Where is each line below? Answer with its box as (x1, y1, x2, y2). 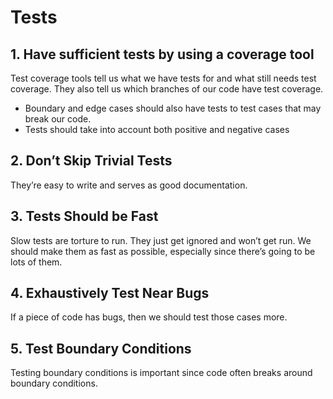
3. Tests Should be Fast (10, 208, 159, 225)
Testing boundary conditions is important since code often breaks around (10, 367, 313, 379)
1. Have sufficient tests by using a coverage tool (10, 46, 315, 63)
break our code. (24, 113, 92, 125)
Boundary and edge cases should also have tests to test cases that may (24, 102, 322, 114)
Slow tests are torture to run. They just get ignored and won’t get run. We (10, 234, 312, 246)
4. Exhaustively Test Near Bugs (10, 285, 210, 302)
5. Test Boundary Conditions (10, 340, 192, 357)
